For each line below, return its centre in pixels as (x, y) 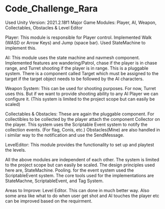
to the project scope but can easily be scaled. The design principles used (80, 165)
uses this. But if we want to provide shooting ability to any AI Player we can (82, 94)
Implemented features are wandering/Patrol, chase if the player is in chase (81, 63)
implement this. (21, 48)
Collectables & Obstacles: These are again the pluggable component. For (80, 114)
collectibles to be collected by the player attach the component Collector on (82, 119)
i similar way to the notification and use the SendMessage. (65, 135)
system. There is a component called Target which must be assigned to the (82, 73)
